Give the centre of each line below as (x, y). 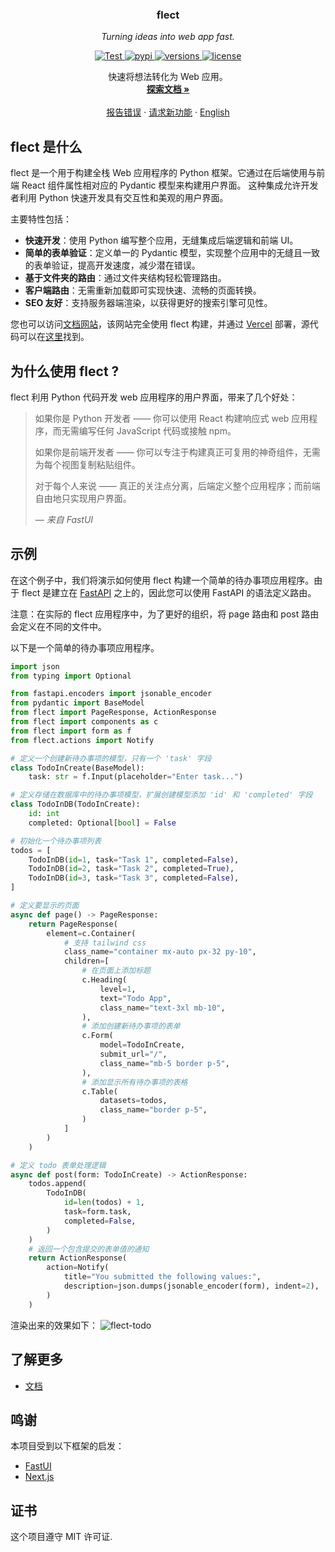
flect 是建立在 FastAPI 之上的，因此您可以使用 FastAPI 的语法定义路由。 (169, 592)
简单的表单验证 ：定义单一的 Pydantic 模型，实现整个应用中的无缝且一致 (172, 253)
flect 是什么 (46, 146)
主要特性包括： (41, 219)
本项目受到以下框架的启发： (67, 1446)
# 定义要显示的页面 (45, 906)
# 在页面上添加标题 (116, 971)
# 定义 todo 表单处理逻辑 (58, 1165)
